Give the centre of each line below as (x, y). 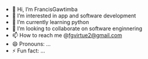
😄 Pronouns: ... (31, 44)
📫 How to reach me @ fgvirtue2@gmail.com (67, 35)
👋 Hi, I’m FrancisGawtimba (45, 9)
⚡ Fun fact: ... (28, 51)
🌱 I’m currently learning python (50, 22)
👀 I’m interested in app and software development (74, 16)
